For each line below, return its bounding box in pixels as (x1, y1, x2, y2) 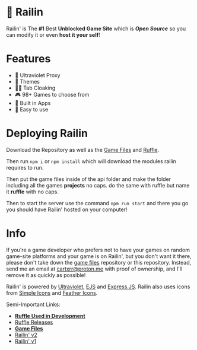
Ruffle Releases (14, 319, 53, 326)
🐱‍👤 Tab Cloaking (14, 84, 56, 91)
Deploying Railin (6, 127, 88, 140)
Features (6, 52, 51, 66)
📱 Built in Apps (14, 99, 51, 106)
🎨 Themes (14, 78, 40, 85)
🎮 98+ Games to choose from (14, 91, 90, 98)
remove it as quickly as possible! (6, 271, 86, 278)
